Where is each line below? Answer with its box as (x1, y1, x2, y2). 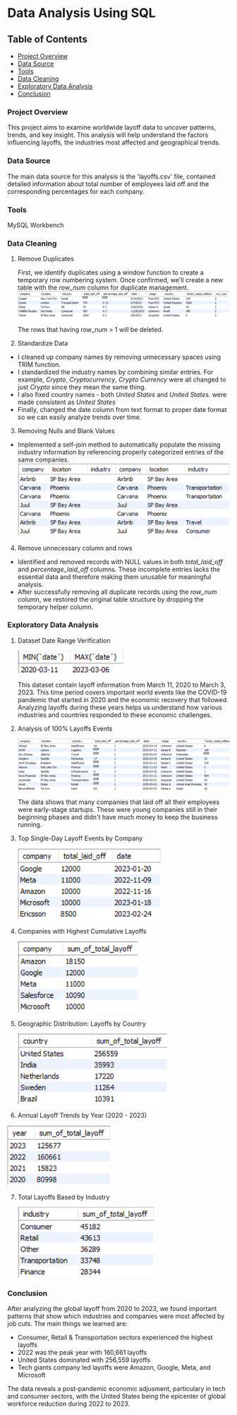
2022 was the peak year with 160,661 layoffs (17, 1348, 147, 1357)
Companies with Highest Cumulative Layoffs (17, 927, 147, 936)
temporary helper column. (17, 602, 94, 611)
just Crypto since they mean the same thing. (17, 383, 147, 391)
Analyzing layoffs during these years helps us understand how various (17, 703, 222, 711)
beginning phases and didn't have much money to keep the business (17, 813, 218, 822)
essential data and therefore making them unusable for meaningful (17, 572, 212, 581)
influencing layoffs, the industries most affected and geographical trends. (7, 138, 221, 147)
